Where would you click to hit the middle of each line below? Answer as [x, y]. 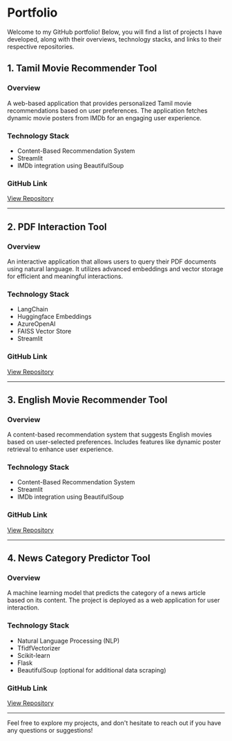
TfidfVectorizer [39, 648]
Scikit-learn [33, 655]
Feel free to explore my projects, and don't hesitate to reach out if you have [114, 723]
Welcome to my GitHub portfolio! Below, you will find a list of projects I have [115, 32]
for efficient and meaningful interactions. [65, 276]
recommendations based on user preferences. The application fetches [107, 110]
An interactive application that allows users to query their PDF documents [112, 262]
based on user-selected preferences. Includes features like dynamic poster [114, 442]
